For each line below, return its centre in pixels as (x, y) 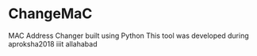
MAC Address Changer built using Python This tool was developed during (128, 35)
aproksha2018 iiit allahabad (53, 43)
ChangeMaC (50, 14)
